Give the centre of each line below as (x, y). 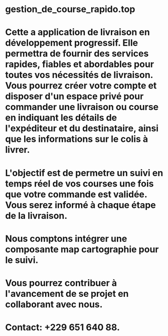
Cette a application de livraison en (78, 32)
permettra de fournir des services (77, 54)
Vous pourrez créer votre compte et (81, 86)
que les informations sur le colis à (77, 139)
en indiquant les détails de (61, 118)
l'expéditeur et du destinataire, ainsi (82, 129)
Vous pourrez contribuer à (61, 283)
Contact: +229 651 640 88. (63, 327)
